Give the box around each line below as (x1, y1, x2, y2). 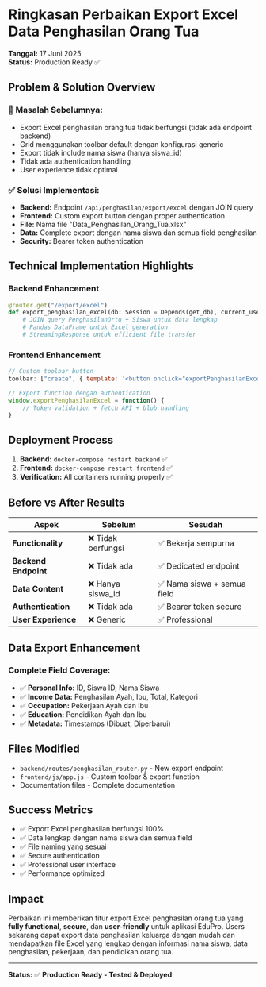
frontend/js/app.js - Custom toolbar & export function (19, 772, 200, 781)
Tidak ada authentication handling (19, 156, 131, 166)
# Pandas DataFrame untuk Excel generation (22, 323, 169, 331)
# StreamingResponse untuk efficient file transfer (22, 331, 196, 339)
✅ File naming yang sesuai (19, 842, 107, 851)
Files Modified (8, 742, 81, 756)
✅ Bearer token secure (157, 601, 242, 612)
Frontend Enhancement (8, 349, 101, 360)
